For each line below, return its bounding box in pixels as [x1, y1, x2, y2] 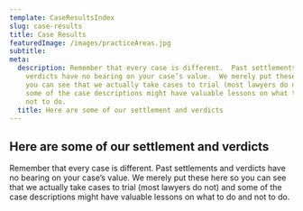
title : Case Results [9, 30, 87, 39]
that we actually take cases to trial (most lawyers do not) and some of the [9, 182, 282, 193]
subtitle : [9, 47, 47, 56]
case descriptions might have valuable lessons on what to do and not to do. [9, 191, 290, 203]
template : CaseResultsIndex [9, 13, 115, 23]
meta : [9, 55, 30, 64]
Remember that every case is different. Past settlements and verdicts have [9, 163, 286, 174]
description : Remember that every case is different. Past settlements [17, 64, 297, 73]
